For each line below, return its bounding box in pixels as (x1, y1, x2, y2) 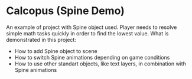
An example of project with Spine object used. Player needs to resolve (6, 24, 177, 31)
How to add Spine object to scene (14, 47, 97, 54)
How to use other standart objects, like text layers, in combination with (14, 60, 186, 67)
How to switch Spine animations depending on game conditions (14, 54, 170, 61)
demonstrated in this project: (6, 36, 77, 43)
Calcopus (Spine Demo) (6, 4, 125, 18)
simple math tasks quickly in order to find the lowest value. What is (6, 29, 169, 37)
